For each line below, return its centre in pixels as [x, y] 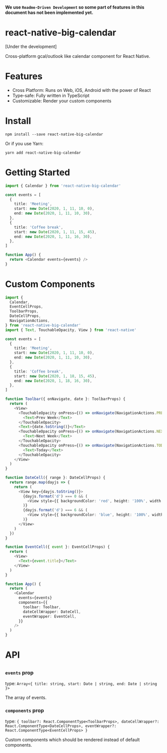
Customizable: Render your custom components [62, 101]
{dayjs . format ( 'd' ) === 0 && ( [55, 496]
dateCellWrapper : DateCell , [52, 612]
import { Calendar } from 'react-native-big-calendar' [63, 186]
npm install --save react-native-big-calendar [54, 134]
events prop [19, 673]
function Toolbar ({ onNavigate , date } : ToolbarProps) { [65, 399]
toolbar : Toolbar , [42, 607]
